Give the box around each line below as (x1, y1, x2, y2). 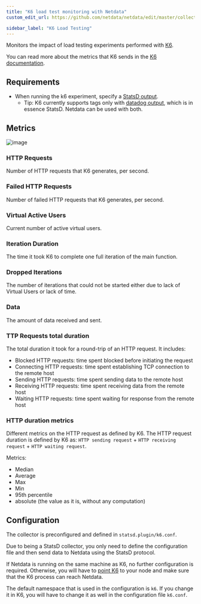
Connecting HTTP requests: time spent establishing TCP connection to (14, 363, 190, 370)
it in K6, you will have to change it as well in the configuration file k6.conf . (6, 591, 188, 599)
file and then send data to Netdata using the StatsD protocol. (6, 549, 156, 556)
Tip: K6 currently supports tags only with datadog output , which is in (23, 99, 193, 107)
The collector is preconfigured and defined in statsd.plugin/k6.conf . (6, 531, 177, 538)
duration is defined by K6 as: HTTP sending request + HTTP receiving (6, 436, 176, 443)
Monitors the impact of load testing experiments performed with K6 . (6, 41, 174, 49)
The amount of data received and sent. (6, 316, 102, 324)
